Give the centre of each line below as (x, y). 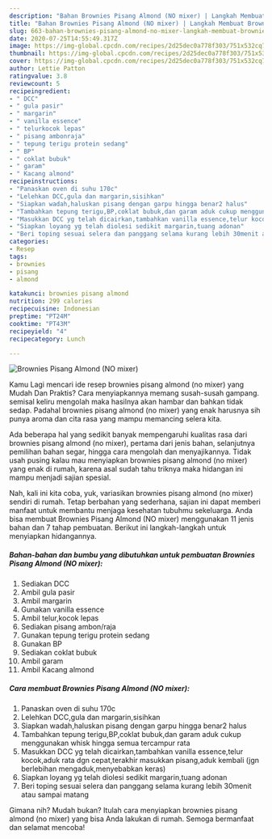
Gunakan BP (42, 644)
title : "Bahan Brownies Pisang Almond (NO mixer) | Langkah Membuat (127, 23)
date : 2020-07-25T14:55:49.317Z (63, 38)
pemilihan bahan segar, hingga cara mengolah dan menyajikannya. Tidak (130, 452)
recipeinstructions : (44, 182)
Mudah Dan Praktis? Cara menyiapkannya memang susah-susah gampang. (134, 393)
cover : (20, 61)
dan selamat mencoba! (47, 828)
